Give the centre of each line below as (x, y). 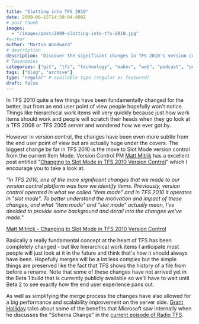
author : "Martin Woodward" (39, 45)
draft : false (22, 84)
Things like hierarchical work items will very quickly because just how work (98, 113)
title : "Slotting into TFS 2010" (47, 12)
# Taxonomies (22, 61)
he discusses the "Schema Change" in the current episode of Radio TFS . (95, 315)
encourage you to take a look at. (45, 168)
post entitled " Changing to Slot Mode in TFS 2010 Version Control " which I (97, 162)
